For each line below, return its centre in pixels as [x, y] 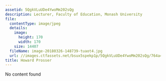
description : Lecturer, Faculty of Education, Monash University [74, 14]
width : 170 [29, 42]
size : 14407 [26, 46]
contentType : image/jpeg [35, 23]
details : [19, 28]
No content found [23, 74]
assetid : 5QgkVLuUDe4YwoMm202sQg [40, 10]
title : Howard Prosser [28, 60]
